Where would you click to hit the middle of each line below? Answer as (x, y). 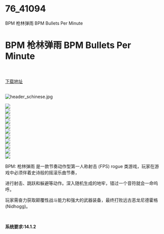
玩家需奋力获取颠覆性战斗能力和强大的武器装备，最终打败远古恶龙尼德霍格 (82, 200)
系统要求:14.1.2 (21, 226)
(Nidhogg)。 (18, 206)
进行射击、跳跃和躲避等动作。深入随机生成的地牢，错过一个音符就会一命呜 (82, 183)
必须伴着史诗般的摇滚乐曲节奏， (47, 172)
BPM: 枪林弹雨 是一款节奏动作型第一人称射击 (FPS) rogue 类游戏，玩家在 (80, 166)
